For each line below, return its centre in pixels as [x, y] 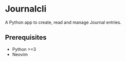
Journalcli [26, 9]
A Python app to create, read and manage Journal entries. [63, 22]
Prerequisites [26, 38]
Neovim [20, 54]
